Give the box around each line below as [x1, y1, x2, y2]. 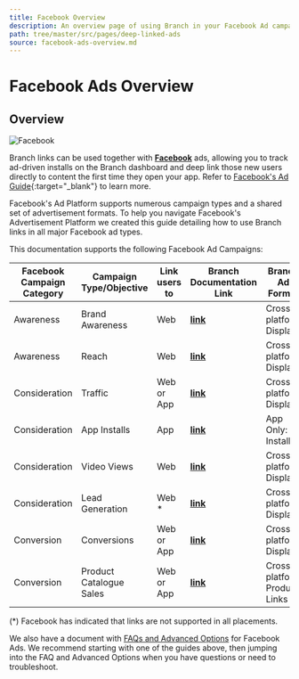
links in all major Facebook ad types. [9, 226, 143, 237]
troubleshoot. [9, 661, 59, 673]
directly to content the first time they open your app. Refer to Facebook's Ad [9, 171, 289, 183]
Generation [81, 503, 128, 515]
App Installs [81, 424, 131, 437]
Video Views [81, 461, 133, 473]
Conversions [81, 534, 134, 546]
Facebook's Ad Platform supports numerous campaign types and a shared [9, 198, 282, 209]
